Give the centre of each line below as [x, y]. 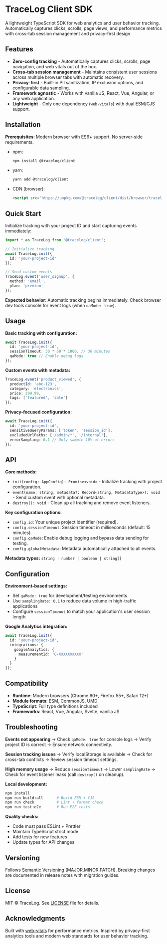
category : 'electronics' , [37, 388]
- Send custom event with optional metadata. [59, 498]
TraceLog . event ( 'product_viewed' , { [43, 379]
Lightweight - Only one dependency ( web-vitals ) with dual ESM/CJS [84, 104]
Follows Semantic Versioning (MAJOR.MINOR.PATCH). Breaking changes [80, 870]
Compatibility [27, 683]
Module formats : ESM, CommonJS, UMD [55, 701]
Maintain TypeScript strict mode [45, 832]
